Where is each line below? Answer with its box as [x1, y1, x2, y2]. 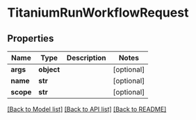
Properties [7, 33, 54, 44]
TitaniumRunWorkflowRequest [7, 5, 189, 21]
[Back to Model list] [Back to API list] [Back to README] [7, 105, 167, 113]
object [38, 65, 60, 74]
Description [66, 53, 106, 62]
